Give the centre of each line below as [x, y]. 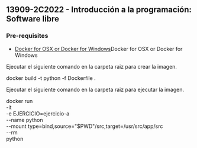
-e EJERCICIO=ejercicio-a [38, 113]
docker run [20, 101]
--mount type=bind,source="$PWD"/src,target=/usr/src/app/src [85, 126]
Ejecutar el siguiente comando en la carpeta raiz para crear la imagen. [92, 66]
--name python [25, 120]
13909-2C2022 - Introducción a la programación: [99, 10]
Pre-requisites [27, 36]
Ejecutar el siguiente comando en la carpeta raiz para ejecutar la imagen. [95, 89]
